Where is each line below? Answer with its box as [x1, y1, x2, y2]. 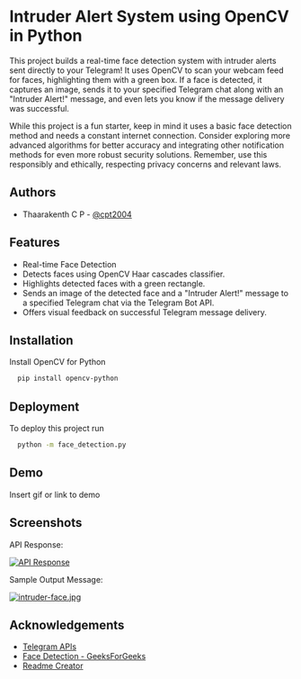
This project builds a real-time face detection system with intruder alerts [9, 55, 277, 66]
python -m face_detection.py [17, 440, 127, 449]
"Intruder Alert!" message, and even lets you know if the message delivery [9, 93, 285, 104]
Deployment [9, 399, 80, 414]
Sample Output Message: [9, 574, 103, 584]
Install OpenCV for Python [9, 357, 106, 367]
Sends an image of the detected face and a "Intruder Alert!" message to [22, 287, 289, 298]
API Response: [9, 539, 64, 550]
